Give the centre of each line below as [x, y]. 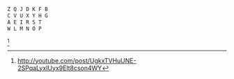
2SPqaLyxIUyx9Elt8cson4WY [60, 68]
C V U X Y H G [28, 16]
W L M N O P [24, 28]
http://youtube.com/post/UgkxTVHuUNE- [77, 60]
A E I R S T [24, 22]
